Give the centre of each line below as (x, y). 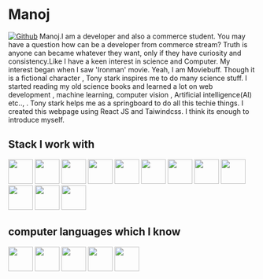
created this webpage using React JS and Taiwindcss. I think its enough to (129, 111)
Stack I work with (51, 144)
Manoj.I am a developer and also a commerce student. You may (142, 36)
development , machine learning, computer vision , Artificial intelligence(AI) (130, 94)
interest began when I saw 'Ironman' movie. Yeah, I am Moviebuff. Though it (131, 69)
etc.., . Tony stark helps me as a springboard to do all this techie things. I (126, 103)
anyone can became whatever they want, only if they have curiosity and (125, 53)
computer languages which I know (94, 232)
